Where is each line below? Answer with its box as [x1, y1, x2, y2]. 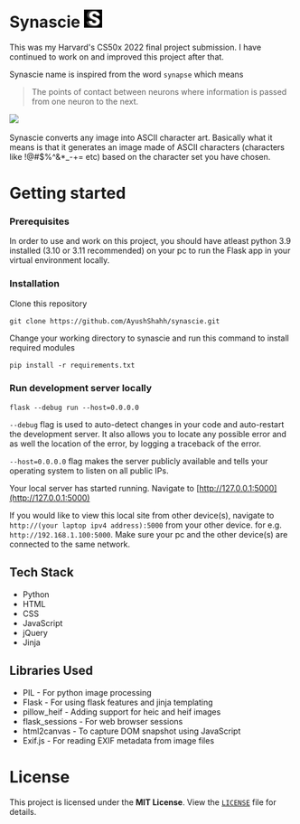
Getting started [9, 183, 127, 203]
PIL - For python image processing [22, 687, 152, 698]
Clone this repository [9, 298, 88, 309]
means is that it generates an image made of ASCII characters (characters [9, 141, 285, 153]
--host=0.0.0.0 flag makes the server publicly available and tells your [9, 456, 268, 467]
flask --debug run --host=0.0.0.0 [9, 403, 140, 413]
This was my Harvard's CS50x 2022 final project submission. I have [9, 42, 262, 52]
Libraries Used [9, 663, 93, 679]
